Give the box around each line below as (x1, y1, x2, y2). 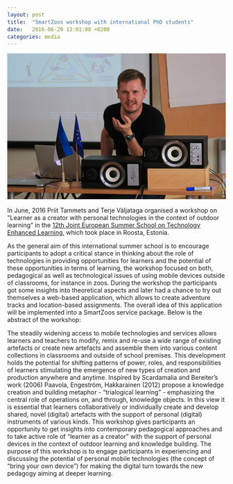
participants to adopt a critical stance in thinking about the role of (7, 249, 194, 258)
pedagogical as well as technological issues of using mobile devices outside (7, 272, 225, 280)
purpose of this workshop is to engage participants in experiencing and (7, 447, 212, 456)
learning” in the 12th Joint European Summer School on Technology (7, 221, 201, 229)
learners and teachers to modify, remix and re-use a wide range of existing (7, 337, 221, 345)
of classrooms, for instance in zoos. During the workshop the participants (7, 278, 217, 287)
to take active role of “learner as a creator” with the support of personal (7, 433, 212, 441)
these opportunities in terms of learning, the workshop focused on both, (7, 264, 214, 272)
